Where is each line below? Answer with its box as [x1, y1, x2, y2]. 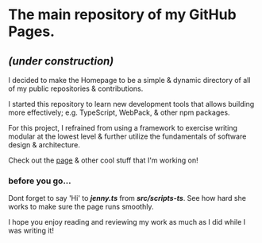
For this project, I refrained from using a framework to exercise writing [8, 123, 238, 132]
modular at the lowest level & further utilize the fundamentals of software [8, 131, 247, 141]
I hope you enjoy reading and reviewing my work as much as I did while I [8, 218, 246, 227]
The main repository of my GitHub [8, 6, 237, 24]
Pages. [8, 22, 56, 41]
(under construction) [8, 54, 114, 68]
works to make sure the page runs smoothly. [8, 202, 154, 212]
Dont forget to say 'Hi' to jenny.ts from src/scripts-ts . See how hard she [8, 194, 246, 203]
